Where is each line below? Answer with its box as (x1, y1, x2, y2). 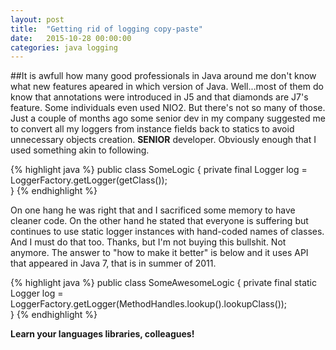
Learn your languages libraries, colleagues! (10, 328, 195, 340)
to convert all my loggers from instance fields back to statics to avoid (10, 123, 295, 135)
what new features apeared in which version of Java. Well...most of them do (10, 81, 324, 93)
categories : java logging (10, 42, 118, 53)
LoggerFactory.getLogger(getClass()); (10, 174, 168, 186)
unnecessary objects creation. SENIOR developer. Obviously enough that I (10, 134, 317, 146)
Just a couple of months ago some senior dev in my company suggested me (10, 112, 326, 125)
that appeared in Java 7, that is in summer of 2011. (10, 257, 217, 270)
